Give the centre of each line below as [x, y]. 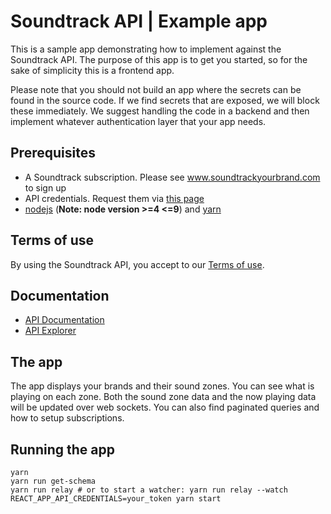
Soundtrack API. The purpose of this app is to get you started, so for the [159, 59]
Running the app [62, 449]
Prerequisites [53, 153]
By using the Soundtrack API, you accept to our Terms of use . [137, 264]
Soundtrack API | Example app [139, 21]
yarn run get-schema [53, 481]
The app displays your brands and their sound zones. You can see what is [162, 386]
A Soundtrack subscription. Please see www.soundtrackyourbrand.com [172, 177]
